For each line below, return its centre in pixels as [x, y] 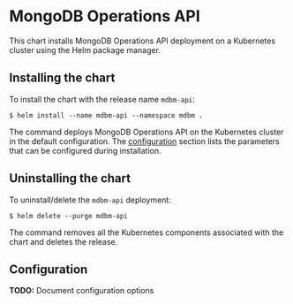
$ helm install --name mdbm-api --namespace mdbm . [106, 115]
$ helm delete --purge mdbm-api [68, 216]
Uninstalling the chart [70, 179]
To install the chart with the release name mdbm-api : [102, 99]
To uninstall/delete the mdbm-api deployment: [90, 200]
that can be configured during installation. [85, 150]
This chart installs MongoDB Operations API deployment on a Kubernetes [143, 41]
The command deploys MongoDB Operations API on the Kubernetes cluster [146, 132]
